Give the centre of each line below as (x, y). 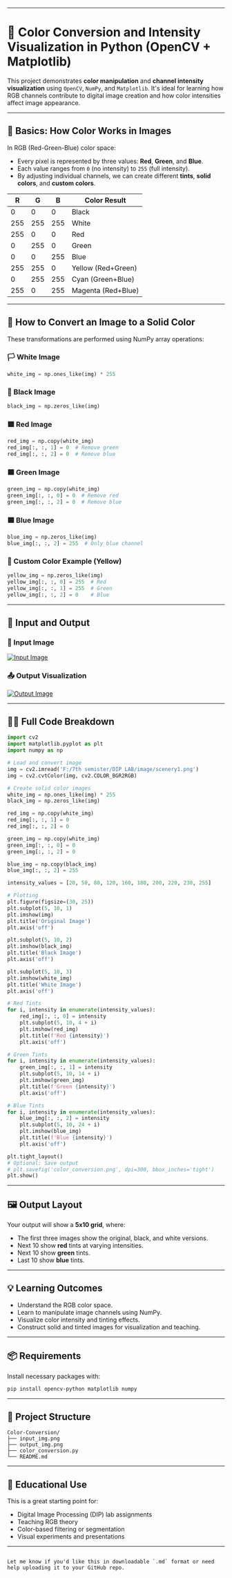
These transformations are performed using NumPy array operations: (106, 339)
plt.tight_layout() (35, 1157)
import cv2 (23, 738)
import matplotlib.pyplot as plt (55, 744)
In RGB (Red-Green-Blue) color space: (61, 148)
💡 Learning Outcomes (55, 1288)
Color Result (105, 200)
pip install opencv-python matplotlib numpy (72, 1389)
